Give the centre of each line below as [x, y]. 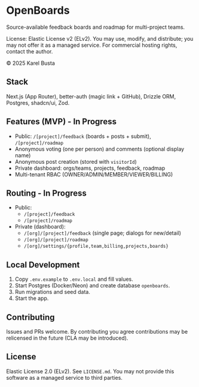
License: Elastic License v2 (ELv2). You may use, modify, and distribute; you [100, 38]
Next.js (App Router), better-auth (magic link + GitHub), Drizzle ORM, [91, 96]
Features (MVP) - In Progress [61, 121]
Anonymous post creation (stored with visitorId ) [76, 161]
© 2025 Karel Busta [31, 63]
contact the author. [30, 51]
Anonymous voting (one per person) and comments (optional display [99, 149]
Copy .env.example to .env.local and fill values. [74, 279]
